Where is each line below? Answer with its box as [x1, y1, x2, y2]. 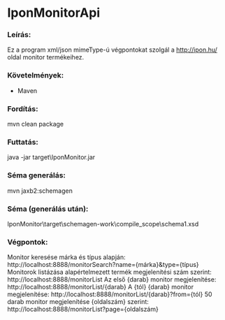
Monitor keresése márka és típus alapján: [7, 253, 126, 261]
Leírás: [7, 30, 31, 40]
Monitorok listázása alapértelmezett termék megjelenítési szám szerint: [7, 268, 212, 277]
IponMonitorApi [7, 5, 100, 21]
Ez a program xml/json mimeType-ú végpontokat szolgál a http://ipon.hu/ [7, 45, 218, 54]
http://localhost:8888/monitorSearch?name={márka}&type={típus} [7, 261, 199, 269]
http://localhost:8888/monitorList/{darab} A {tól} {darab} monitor [7, 283, 194, 291]
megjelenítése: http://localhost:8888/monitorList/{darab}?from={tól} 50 [7, 290, 212, 298]
